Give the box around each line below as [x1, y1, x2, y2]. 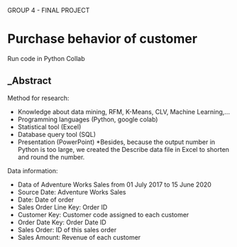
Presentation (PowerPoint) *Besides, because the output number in [17, 138, 216, 146]
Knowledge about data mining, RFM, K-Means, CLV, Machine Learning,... [17, 107, 231, 116]
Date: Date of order [17, 195, 75, 204]
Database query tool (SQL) [17, 130, 97, 138]
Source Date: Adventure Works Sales [17, 187, 126, 196]
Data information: [7, 166, 58, 175]
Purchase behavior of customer [7, 31, 197, 47]
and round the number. [17, 153, 85, 161]
